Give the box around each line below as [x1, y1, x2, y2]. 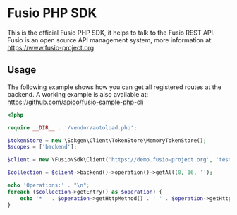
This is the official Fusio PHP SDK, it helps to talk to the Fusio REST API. [7, 28, 215, 37]
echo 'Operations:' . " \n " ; [7, 182, 90, 189]
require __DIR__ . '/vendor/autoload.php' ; [7, 124, 138, 132]
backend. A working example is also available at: [7, 90, 149, 98]
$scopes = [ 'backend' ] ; [7, 144, 78, 151]
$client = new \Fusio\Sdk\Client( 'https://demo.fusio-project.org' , [7, 156, 213, 163]
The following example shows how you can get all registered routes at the [7, 83, 222, 91]
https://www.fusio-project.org [7, 43, 95, 52]
